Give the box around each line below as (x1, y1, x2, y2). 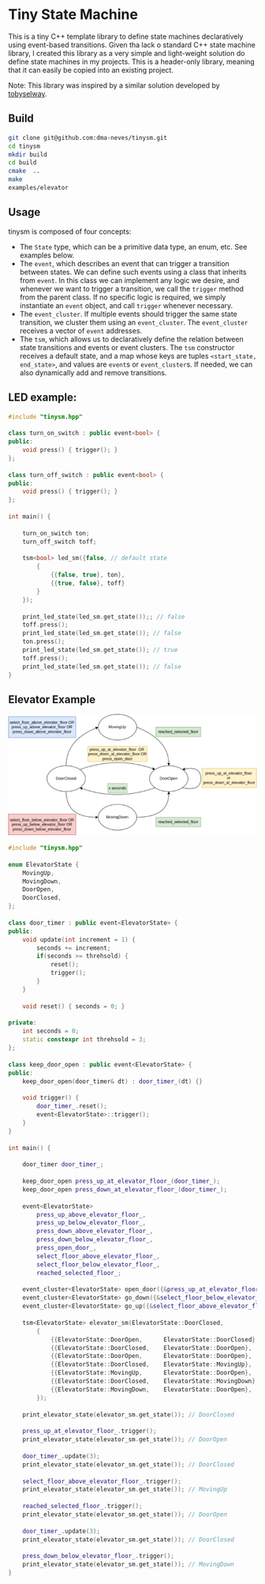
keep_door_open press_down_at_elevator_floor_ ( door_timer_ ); (22, 1185, 227, 1194)
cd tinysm (8, 142, 41, 150)
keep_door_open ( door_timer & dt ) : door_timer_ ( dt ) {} (22, 1077, 203, 1085)
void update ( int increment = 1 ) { (22, 935, 136, 943)
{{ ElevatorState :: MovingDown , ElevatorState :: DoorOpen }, (50, 1385, 252, 1394)
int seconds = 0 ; (22, 1027, 80, 1036)
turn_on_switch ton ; (22, 529, 90, 537)
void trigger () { (22, 1094, 80, 1102)
